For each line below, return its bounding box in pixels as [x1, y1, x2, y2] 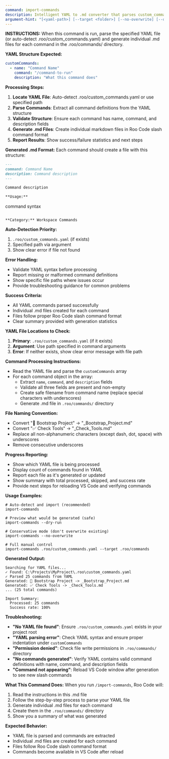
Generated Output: [5, 555, 45, 561]
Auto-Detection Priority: [5, 226, 57, 232]
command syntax [5, 203, 41, 210]
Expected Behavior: [5, 723, 47, 729]
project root [12, 629, 37, 635]
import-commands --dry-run [5, 520, 62, 526]
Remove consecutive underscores [12, 442, 83, 448]
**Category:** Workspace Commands [5, 218, 78, 223]
